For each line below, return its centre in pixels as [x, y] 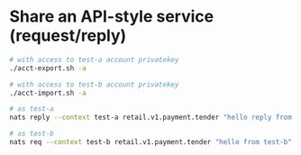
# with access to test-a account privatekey [94, 59]
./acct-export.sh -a [48, 68]
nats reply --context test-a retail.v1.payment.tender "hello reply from [151, 118]
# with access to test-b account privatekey [94, 84]
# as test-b [32, 134]
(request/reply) [68, 36]
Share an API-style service [112, 17]
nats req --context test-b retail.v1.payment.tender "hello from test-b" [151, 142]
